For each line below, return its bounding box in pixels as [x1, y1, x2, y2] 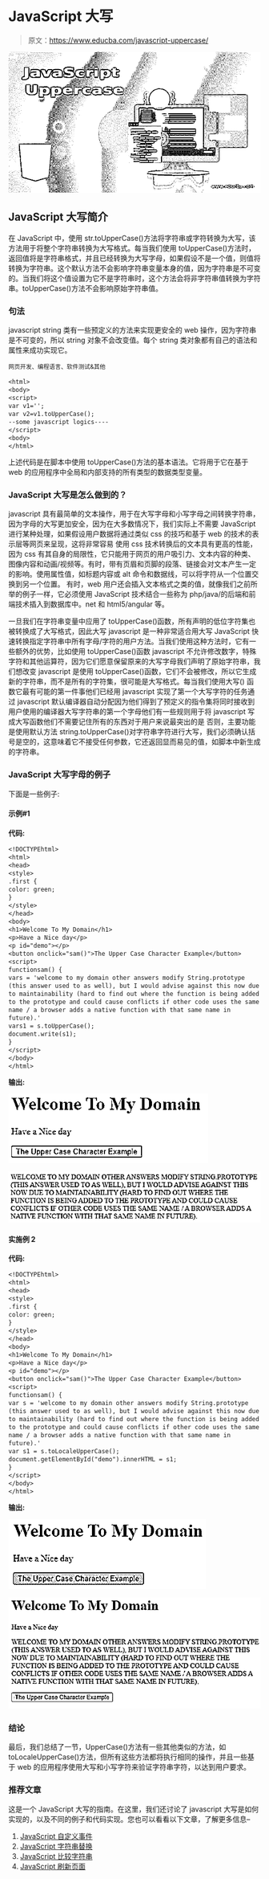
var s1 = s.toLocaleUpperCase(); [8, 1448, 120, 1456]
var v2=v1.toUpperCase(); [8, 411, 94, 419]
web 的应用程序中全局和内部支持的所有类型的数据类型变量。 [8, 468, 207, 477]
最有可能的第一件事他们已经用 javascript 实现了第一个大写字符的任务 [22, 687, 248, 696]
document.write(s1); [8, 1030, 78, 1038]
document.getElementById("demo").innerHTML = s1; [8, 1456, 178, 1464]
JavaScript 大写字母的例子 [8, 769, 111, 780]
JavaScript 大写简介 [8, 210, 109, 224]
